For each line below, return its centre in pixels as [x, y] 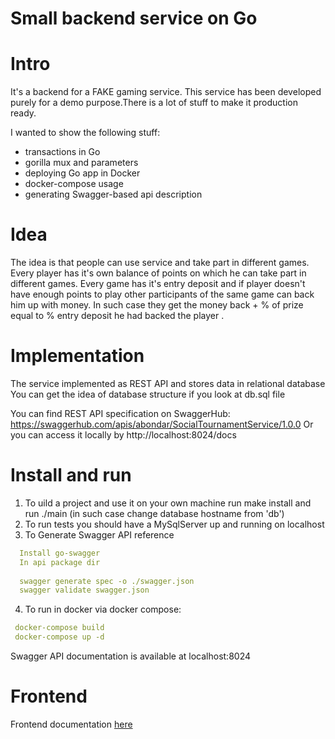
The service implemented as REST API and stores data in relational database [168, 383]
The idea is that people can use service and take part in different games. [160, 263]
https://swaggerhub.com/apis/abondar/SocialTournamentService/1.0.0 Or [162, 424]
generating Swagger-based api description [113, 194]
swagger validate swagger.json [84, 590]
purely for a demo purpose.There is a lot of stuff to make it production [154, 103]
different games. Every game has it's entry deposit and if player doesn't [158, 284]
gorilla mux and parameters [81, 163]
